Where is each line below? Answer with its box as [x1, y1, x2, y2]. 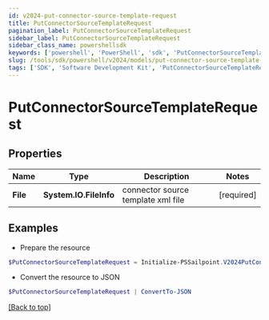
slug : [8, 57, 26, 65]
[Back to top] [8, 302, 51, 312]
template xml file [122, 194, 185, 205]
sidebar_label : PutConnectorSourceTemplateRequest [8, 34, 181, 42]
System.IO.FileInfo [42, 189, 114, 200]
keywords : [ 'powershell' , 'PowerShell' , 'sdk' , [8, 49, 171, 57]
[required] [219, 189, 257, 200]
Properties [8, 147, 62, 161]
